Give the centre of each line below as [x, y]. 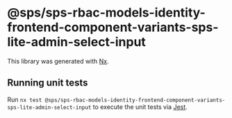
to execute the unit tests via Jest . [140, 107]
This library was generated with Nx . [58, 61]
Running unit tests [48, 83]
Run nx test [25, 99]
